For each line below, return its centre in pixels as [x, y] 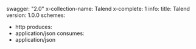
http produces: [34, 27]
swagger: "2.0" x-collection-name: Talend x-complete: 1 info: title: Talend [98, 9]
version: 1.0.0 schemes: [36, 15]
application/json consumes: [50, 33]
